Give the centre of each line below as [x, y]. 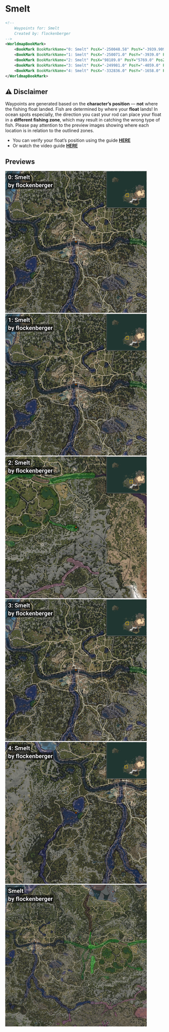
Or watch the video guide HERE [45, 146]
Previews [20, 162]
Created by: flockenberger [43, 33]
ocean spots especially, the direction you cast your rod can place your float [83, 114]
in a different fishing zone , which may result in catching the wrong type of [82, 120]
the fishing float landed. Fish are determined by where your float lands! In [81, 109]
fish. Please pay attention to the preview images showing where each [77, 125]
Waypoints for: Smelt [37, 28]
